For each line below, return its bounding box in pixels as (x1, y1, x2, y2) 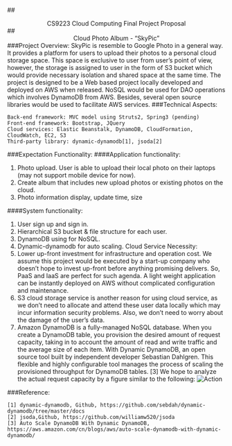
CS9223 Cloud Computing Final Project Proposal (46, 19, 186, 27)
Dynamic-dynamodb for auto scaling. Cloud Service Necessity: (17, 242, 198, 250)
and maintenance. (17, 286, 69, 294)
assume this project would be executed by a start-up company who (17, 257, 210, 265)
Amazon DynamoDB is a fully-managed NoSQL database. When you (17, 323, 213, 332)
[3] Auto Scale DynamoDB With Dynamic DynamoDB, (7, 420, 150, 427)
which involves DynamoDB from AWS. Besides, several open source (7, 93, 202, 101)
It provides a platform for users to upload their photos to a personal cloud (7, 49, 217, 57)
